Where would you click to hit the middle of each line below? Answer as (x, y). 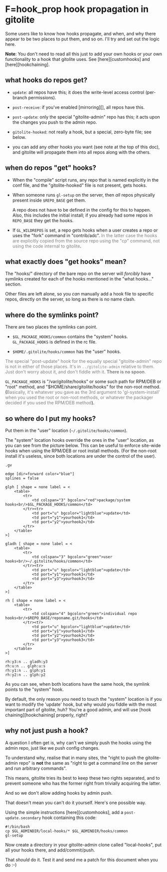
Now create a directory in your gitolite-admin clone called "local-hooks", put (83, 845)
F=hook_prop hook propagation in (77, 9)
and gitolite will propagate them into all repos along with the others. (82, 152)
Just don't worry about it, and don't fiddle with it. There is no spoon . (76, 372)
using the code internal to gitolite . (47, 246)
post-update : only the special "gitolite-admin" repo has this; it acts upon (86, 117)
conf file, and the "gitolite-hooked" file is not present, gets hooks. (80, 185)
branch (20, 97)
